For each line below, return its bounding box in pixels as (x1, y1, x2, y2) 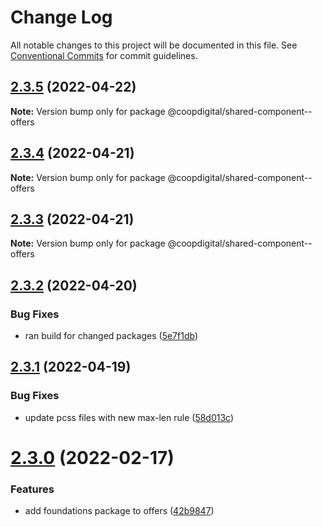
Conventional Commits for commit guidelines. (10, 49, 198, 61)
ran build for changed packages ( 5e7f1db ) (24, 330, 198, 342)
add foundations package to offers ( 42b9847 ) (24, 505, 215, 517)
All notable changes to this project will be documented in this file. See (10, 39, 298, 51)
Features (10, 482, 55, 496)
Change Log (10, 6, 113, 29)
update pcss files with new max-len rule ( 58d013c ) (24, 411, 235, 423)
